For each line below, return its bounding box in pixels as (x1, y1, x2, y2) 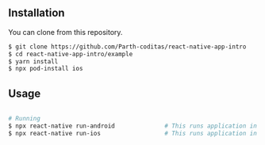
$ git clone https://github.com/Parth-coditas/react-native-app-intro (8, 43, 247, 51)
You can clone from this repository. (8, 27, 123, 36)
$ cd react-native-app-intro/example (8, 50, 133, 58)
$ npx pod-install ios (8, 65, 83, 73)
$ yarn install (8, 57, 59, 66)
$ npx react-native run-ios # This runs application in (8, 129, 258, 137)
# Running (8, 115, 41, 123)
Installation (8, 6, 65, 20)
